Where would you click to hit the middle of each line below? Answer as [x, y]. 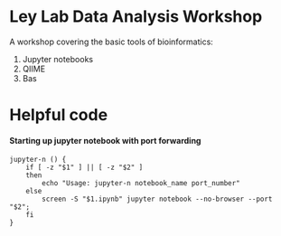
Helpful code [59, 115]
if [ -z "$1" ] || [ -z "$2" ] [84, 168]
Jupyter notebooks [57, 59]
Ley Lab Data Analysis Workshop [136, 17]
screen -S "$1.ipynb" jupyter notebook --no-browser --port [157, 199]
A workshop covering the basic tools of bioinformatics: [112, 42]
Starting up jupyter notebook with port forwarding [105, 140]
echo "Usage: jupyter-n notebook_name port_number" [141, 184]
